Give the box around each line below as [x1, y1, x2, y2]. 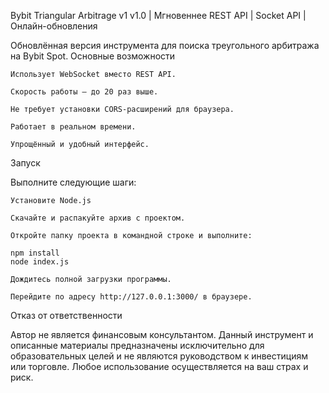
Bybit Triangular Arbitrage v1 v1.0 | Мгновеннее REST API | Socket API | [10, 10, 307, 21]
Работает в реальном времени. [10, 122, 137, 132]
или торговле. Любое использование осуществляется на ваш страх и [10, 361, 309, 372]
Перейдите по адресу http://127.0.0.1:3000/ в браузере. [10, 292, 253, 302]
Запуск [10, 157, 41, 169]
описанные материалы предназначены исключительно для [10, 340, 265, 351]
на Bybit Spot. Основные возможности [10, 50, 176, 62]
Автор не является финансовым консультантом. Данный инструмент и [10, 329, 314, 340]
